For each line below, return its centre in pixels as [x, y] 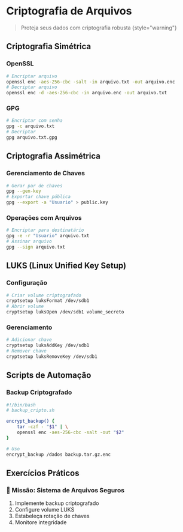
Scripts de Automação [49, 376]
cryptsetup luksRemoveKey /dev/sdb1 [52, 357]
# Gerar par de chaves [34, 186]
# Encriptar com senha [34, 121]
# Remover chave [26, 351]
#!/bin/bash [21, 405]
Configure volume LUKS [45, 510]
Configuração [27, 283]
